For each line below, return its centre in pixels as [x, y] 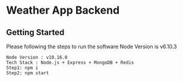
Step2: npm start [28, 73]
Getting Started [35, 32]
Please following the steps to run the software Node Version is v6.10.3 [91, 46]
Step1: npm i [22, 68]
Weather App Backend [63, 10]
